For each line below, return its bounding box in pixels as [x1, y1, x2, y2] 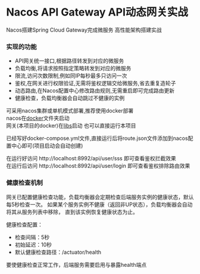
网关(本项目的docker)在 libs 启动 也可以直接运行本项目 [6, 122, 136, 129]
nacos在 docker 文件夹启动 [6, 114, 70, 122]
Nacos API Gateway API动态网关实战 [6, 5, 189, 19]
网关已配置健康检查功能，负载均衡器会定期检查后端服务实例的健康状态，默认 [6, 193, 194, 200]
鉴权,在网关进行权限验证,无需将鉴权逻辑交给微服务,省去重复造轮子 [14, 80, 176, 87]
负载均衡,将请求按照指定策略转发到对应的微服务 [14, 65, 132, 72]
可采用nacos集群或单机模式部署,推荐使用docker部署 [6, 107, 134, 114]
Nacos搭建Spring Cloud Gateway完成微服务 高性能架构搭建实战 [6, 26, 162, 33]
